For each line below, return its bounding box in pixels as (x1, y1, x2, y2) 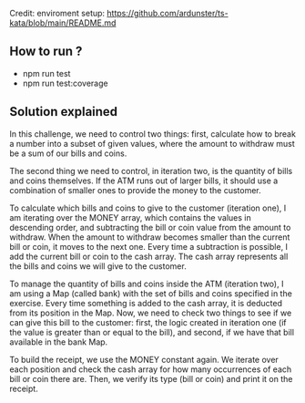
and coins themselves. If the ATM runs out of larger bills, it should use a (9, 175, 279, 186)
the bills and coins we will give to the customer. (9, 260, 187, 272)
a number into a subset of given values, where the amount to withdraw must (9, 138, 296, 149)
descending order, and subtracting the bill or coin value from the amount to (9, 222, 291, 232)
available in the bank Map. (9, 336, 108, 347)
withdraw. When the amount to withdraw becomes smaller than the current (9, 232, 290, 243)
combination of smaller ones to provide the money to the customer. (9, 184, 261, 195)
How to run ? (9, 44, 83, 59)
